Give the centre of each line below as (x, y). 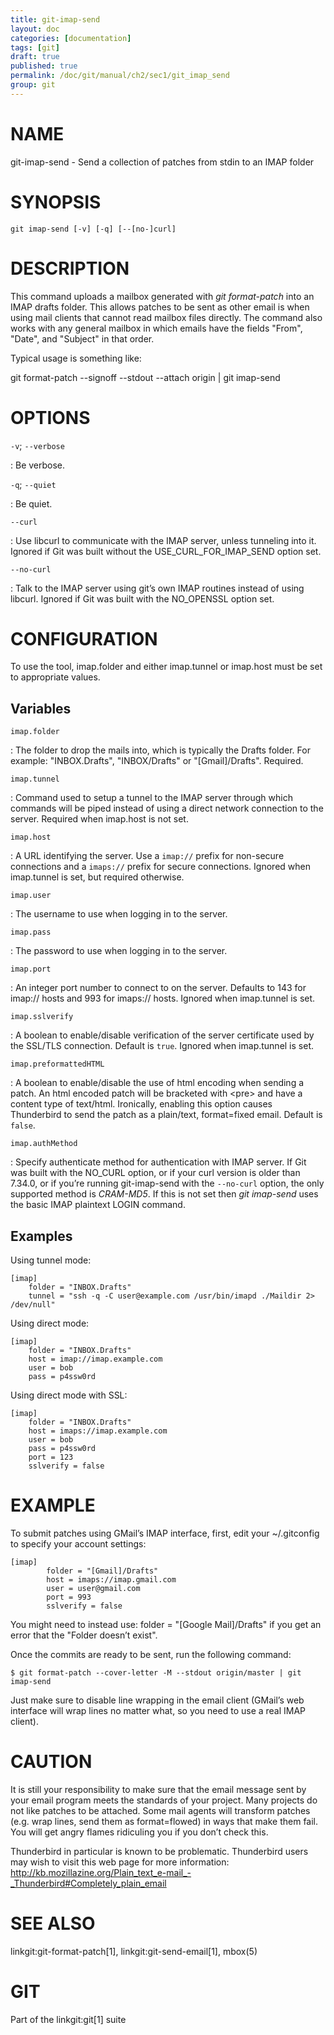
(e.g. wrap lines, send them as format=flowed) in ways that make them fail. (164, 1821)
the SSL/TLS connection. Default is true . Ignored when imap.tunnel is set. (162, 1046)
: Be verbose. (38, 465)
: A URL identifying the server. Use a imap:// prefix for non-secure (147, 856)
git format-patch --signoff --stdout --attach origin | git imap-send (145, 377)
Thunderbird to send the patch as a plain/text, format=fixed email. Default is (166, 1115)
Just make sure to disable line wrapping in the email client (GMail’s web (157, 1700)
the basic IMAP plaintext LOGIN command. (98, 1205)
